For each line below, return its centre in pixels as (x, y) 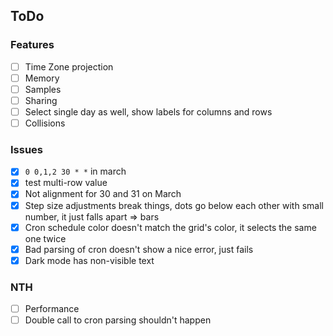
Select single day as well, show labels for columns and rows (148, 111)
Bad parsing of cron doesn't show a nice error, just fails (139, 249)
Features (32, 45)
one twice (45, 238)
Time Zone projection (69, 66)
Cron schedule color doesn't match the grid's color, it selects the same (170, 227)
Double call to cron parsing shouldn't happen (118, 320)
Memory (42, 78)
